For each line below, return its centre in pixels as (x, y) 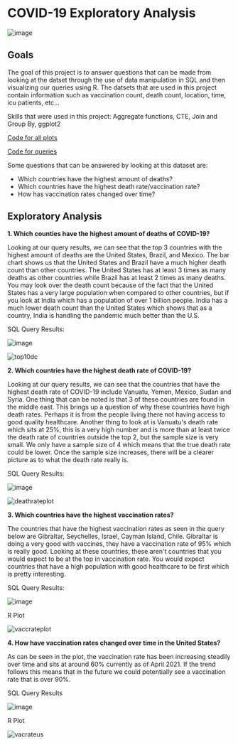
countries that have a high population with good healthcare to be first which (118, 566)
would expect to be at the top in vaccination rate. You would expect (106, 559)
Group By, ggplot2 (34, 124)
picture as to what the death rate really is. (68, 459)
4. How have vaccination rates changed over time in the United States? (114, 643)
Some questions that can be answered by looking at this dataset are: (108, 165)
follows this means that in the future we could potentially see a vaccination (117, 671)
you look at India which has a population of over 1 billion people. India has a (118, 300)
